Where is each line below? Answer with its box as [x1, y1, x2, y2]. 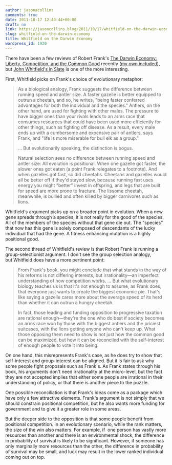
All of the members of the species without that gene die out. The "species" [5, 219, 163, 226]
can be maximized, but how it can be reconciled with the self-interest [17, 337, 164, 343]
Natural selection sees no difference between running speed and [17, 155, 155, 161]
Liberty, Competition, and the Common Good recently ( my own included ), [5, 60, 160, 67]
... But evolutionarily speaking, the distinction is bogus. [17, 145, 134, 151]
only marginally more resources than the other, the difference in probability [5, 443, 163, 449]
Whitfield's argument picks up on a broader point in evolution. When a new [5, 209, 163, 215]
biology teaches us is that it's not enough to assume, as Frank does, [17, 283, 162, 289]
